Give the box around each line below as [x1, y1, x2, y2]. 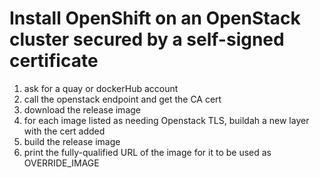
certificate [9, 50, 99, 72]
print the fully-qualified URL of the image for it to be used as [23, 146, 272, 158]
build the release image [23, 135, 121, 147]
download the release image [23, 103, 141, 116]
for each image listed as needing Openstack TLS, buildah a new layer [23, 114, 310, 126]
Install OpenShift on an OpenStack [9, 7, 301, 30]
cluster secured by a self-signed [9, 28, 285, 51]
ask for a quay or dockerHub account [23, 82, 179, 94]
